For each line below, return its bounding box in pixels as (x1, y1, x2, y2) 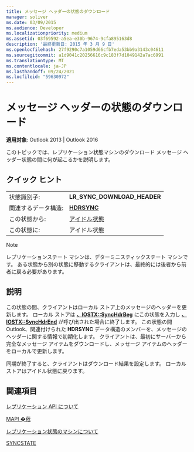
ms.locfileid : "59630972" (6, 74, 69, 80)
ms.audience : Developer (6, 25, 64, 31)
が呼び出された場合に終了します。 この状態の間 (58, 318, 173, 325)
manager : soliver (6, 14, 49, 20)
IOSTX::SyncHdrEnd (6, 318, 57, 325)
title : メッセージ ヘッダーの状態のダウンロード (6, 8, 110, 15)
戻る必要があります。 (16, 268, 67, 275)
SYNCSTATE (6, 439, 36, 446)
